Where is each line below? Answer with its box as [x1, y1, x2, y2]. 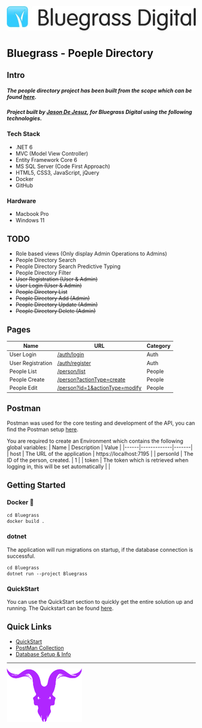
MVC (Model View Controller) [15, 150, 89, 157]
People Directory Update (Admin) [15, 300, 98, 308]
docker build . [7, 519, 45, 525]
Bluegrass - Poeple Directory [7, 46, 153, 60]
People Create [9, 376, 45, 383]
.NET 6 [15, 143, 33, 151]
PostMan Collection [15, 644, 64, 651]
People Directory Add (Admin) [15, 294, 91, 302]
